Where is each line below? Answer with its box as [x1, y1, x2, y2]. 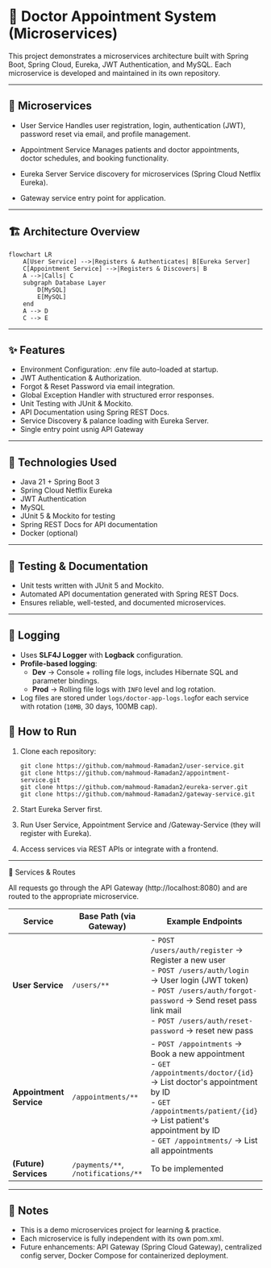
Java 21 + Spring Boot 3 [19, 477, 100, 487]
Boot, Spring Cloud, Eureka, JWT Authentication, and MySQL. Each [8, 60, 231, 69]
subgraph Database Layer [23, 278, 106, 287]
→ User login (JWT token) [150, 975, 249, 986]
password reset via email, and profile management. [19, 129, 191, 139]
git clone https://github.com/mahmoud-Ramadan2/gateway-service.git [19, 790, 256, 798]
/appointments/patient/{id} [150, 1106, 258, 1116]
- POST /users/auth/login [150, 964, 249, 975]
